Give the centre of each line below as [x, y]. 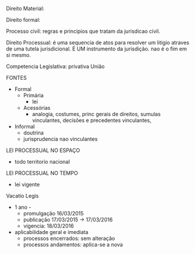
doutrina [33, 133]
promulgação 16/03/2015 [53, 213]
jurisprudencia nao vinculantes [60, 139]
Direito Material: [25, 9]
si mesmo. [18, 55]
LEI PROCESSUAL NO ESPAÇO [43, 150]
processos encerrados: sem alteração [69, 238]
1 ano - [23, 207]
